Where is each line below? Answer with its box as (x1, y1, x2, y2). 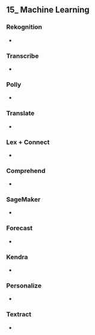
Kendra (6, 252, 28, 261)
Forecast (6, 224, 33, 233)
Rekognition (6, 23, 43, 31)
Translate (6, 109, 35, 117)
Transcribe (6, 51, 39, 60)
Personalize (6, 281, 42, 290)
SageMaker (6, 195, 41, 204)
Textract (6, 310, 32, 319)
